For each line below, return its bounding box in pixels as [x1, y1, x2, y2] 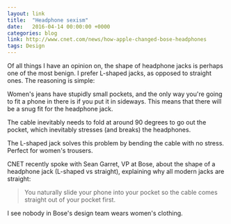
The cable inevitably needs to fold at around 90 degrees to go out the [7, 118, 207, 126]
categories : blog [7, 29, 58, 37]
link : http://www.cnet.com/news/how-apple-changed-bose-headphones [7, 36, 207, 43]
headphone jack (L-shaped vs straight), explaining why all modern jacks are [7, 168, 225, 175]
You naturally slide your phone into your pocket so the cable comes [24, 189, 218, 196]
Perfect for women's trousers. [7, 147, 93, 154]
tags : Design [7, 42, 45, 49]
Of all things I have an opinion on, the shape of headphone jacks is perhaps [7, 62, 224, 70]
